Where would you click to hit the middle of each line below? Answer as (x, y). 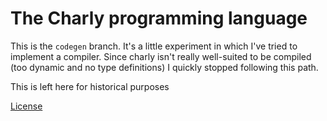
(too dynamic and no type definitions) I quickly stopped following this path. (164, 67)
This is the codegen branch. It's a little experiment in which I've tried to (154, 46)
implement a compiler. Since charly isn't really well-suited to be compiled (161, 56)
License (26, 106)
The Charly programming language (159, 18)
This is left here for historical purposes (90, 86)
